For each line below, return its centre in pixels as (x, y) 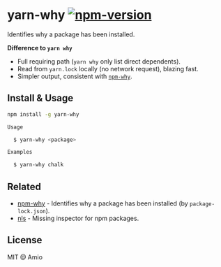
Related (24, 186)
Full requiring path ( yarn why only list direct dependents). (99, 61)
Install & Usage (40, 98)
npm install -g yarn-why (43, 114)
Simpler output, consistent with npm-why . (75, 76)
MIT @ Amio (25, 257)
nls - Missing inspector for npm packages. (78, 218)
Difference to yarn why (40, 48)
